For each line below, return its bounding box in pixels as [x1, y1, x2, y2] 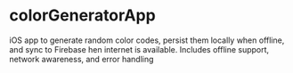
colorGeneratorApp [9, 5, 156, 26]
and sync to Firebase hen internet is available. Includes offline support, [9, 44, 270, 54]
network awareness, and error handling [9, 53, 154, 64]
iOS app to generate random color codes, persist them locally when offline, [9, 35, 285, 45]
